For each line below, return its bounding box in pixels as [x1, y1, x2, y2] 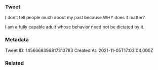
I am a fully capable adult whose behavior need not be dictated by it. [5, 24, 145, 30]
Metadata [5, 36, 29, 43]
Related [5, 60, 24, 67]
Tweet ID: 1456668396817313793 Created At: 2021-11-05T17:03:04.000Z [5, 47, 154, 53]
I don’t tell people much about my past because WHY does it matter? [5, 15, 145, 21]
